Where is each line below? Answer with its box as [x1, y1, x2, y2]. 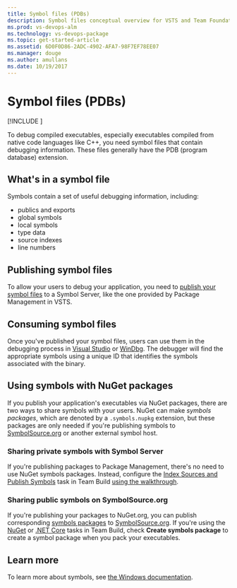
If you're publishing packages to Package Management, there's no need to [7, 462, 224, 471]
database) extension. [7, 153, 69, 161]
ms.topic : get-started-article [7, 37, 99, 44]
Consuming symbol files [7, 318, 117, 330]
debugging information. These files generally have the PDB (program [7, 146, 208, 154]
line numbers [17, 243, 56, 252]
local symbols [17, 220, 59, 230]
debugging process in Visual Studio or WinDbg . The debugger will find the [7, 344, 224, 353]
